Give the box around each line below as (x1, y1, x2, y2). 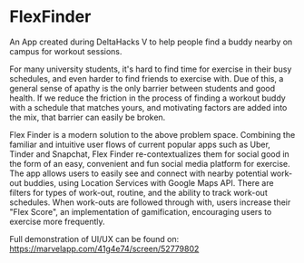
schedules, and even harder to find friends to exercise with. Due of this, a (9, 73, 284, 83)
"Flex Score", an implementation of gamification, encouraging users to (9, 206, 272, 217)
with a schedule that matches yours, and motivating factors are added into (9, 102, 288, 112)
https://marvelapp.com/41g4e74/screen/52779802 (9, 243, 200, 254)
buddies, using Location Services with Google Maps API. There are (24, 177, 274, 188)
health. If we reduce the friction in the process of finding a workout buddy (9, 93, 286, 103)
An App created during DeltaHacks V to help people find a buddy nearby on (9, 36, 293, 47)
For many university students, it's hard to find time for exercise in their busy (9, 63, 292, 74)
